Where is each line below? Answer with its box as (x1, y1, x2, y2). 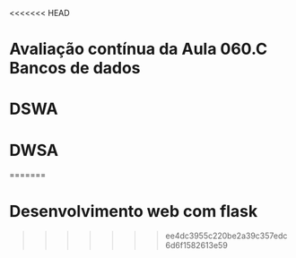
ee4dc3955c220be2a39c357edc (165, 230, 288, 241)
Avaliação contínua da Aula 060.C (9, 39, 267, 59)
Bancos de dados (9, 58, 141, 79)
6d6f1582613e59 (165, 240, 229, 251)
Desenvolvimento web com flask (9, 201, 258, 221)
